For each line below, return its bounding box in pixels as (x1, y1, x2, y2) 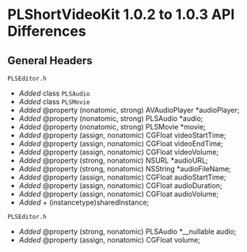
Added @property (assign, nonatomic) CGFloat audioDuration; (18, 181, 222, 190)
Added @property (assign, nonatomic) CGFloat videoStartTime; (18, 130, 226, 140)
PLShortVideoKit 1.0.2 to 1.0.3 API (7, 6, 235, 24)
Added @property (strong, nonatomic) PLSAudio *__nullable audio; (18, 227, 237, 236)
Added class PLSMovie (18, 97, 90, 106)
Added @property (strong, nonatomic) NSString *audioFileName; (18, 164, 231, 173)
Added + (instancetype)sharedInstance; (18, 197, 150, 207)
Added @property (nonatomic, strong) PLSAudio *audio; (18, 114, 203, 123)
